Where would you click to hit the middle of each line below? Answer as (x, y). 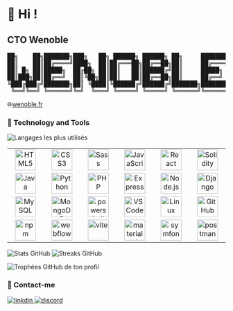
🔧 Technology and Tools (49, 122)
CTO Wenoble (38, 40)
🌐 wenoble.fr (25, 104)
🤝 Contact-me (31, 285)
